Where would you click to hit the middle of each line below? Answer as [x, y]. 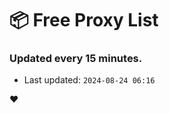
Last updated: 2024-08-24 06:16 [89, 80]
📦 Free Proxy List [84, 20]
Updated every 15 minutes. [76, 59]
